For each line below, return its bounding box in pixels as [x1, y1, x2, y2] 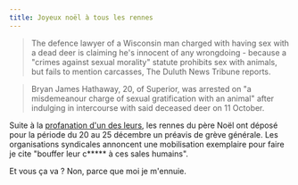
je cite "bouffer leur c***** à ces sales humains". [9, 148, 189, 159]
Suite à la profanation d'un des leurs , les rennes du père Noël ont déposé [9, 120, 278, 130]
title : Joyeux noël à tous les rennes [9, 13, 153, 22]
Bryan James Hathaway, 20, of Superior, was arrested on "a [30, 83, 252, 94]
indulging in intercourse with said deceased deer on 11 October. [30, 102, 265, 113]
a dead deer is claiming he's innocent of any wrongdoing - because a [30, 46, 287, 58]
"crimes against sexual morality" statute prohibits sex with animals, [30, 56, 278, 67]
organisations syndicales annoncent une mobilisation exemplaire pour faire [9, 139, 285, 149]
